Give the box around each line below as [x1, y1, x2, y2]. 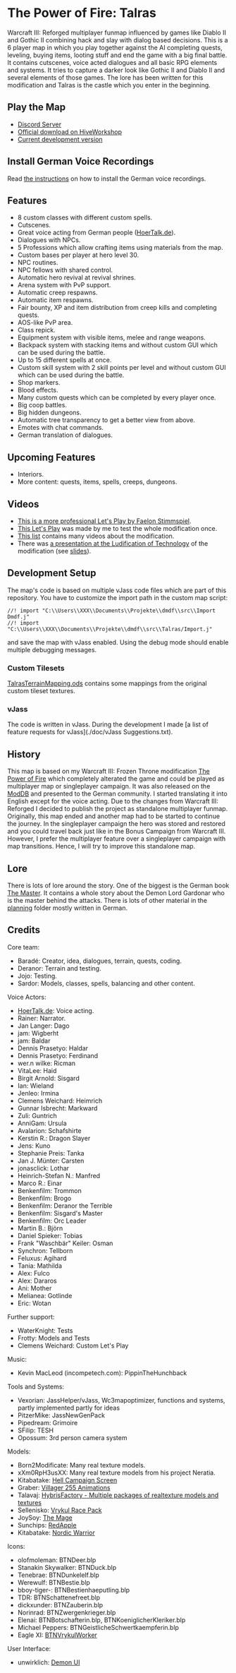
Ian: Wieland [17, 1081, 54, 1090]
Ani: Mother [17, 1283, 52, 1293]
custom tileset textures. [7, 687, 75, 695]
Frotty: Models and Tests [17, 1333, 90, 1342]
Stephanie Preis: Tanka [17, 1149, 85, 1157]
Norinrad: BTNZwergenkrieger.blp [17, 1608, 116, 1617]
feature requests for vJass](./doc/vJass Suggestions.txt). [7, 728, 173, 736]
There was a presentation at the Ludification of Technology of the [17, 539, 209, 548]
